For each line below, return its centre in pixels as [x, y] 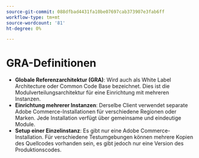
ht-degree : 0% [24, 28]
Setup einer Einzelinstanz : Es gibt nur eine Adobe [77, 131]
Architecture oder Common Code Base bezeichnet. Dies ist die [92, 86]
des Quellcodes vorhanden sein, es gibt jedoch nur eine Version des [99, 144]
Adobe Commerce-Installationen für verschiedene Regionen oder [96, 112]
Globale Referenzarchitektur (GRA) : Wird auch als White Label [93, 80]
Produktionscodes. [38, 150]
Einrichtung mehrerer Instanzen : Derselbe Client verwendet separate [101, 105]
